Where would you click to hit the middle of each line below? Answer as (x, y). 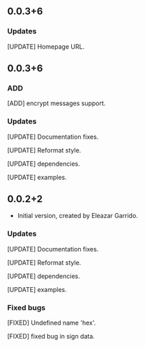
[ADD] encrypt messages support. (56, 103)
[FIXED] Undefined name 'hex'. (52, 323)
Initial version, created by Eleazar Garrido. (77, 216)
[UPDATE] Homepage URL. (46, 46)
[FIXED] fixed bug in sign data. (51, 337)
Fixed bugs (26, 307)
